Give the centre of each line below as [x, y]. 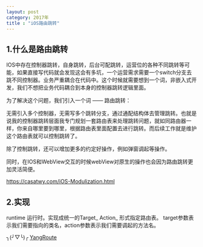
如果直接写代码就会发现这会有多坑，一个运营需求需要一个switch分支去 [104, 73]
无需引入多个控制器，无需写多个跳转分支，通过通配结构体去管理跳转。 [94, 113]
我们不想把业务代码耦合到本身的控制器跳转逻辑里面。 [83, 88]
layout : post [23, 12]
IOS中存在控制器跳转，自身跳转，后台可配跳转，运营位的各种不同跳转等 [95, 65]
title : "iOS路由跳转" [33, 23]
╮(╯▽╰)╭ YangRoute [32, 237]
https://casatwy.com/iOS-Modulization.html [60, 182]
